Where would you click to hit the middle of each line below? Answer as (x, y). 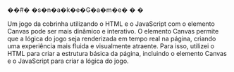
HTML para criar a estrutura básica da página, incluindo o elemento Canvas (117, 53)
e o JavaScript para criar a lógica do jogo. (68, 61)
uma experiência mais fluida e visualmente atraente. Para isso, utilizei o (111, 46)
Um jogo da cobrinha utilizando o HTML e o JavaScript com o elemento (111, 24)
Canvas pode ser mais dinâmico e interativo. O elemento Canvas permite (113, 31)
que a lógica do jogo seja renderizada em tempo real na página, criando (112, 38)
